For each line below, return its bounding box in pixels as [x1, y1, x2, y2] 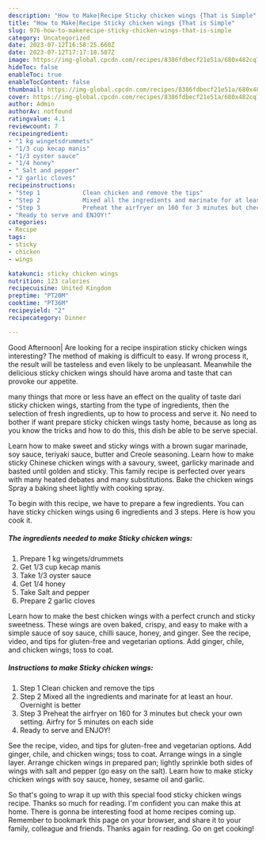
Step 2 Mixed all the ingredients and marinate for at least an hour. [19, 692, 234, 701]
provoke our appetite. [8, 376, 78, 386]
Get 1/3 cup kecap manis [19, 561, 101, 572]
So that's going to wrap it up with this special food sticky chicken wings [8, 789, 242, 799]
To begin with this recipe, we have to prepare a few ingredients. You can [8, 498, 244, 508]
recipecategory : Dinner [8, 314, 87, 322]
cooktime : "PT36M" [8, 299, 69, 307]
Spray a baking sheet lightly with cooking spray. [8, 483, 165, 492]
